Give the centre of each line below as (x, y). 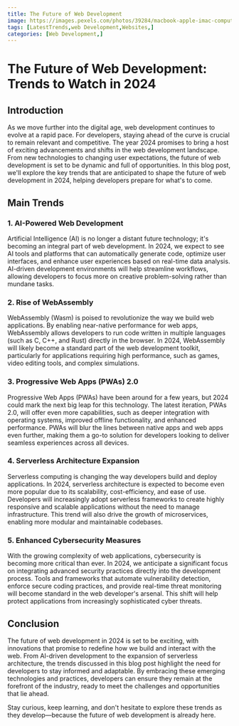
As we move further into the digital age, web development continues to (111, 127)
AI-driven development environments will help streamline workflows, (108, 268)
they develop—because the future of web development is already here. (112, 715)
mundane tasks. (31, 284)
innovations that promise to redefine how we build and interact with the (112, 648)
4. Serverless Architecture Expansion (74, 461)
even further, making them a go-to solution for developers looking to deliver (118, 435)
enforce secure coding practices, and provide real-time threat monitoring (115, 586)
